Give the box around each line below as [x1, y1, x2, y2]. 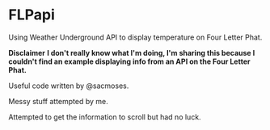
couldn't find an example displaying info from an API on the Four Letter [8, 57, 251, 66]
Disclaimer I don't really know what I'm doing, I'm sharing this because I [8, 48, 255, 57]
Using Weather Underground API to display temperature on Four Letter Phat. [8, 32, 263, 42]
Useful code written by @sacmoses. [8, 81, 129, 90]
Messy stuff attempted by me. [8, 96, 108, 106]
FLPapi [8, 6, 55, 24]
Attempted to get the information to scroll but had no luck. [8, 111, 201, 122]
